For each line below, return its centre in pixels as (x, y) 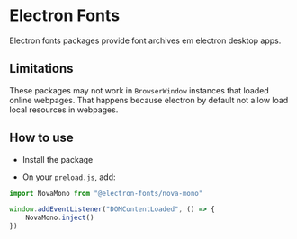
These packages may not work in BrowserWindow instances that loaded (139, 90)
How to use (41, 138)
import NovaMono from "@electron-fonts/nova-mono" (106, 193)
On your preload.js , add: (69, 177)
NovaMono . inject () (60, 218)
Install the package (58, 159)
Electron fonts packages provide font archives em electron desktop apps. (145, 40)
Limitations (41, 69)
